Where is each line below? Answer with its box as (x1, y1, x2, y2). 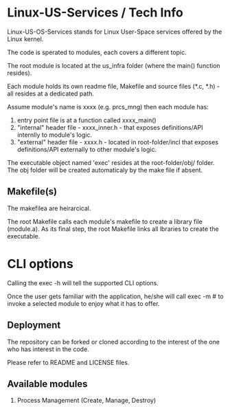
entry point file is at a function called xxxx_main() (16, 115, 157, 124)
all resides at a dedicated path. (7, 89, 95, 98)
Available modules (7, 378, 88, 390)
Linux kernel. (7, 34, 44, 43)
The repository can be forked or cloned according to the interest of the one (7, 337, 220, 346)
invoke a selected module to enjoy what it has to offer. (7, 299, 160, 307)
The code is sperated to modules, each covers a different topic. (7, 48, 187, 56)
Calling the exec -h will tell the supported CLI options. (7, 278, 159, 287)
